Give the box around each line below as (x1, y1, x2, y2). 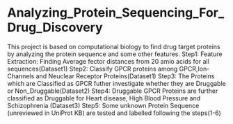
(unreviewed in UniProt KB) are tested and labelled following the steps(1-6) (7, 109, 221, 117)
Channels (7, 71, 35, 80)
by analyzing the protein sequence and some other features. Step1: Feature (7, 50, 223, 58)
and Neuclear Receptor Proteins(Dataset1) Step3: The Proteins (35, 71, 215, 80)
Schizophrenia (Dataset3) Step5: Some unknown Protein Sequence (7, 101, 200, 109)
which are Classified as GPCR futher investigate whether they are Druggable (7, 79, 226, 87)
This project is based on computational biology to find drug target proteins (7, 42, 220, 51)
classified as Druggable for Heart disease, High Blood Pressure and (7, 94, 201, 102)
